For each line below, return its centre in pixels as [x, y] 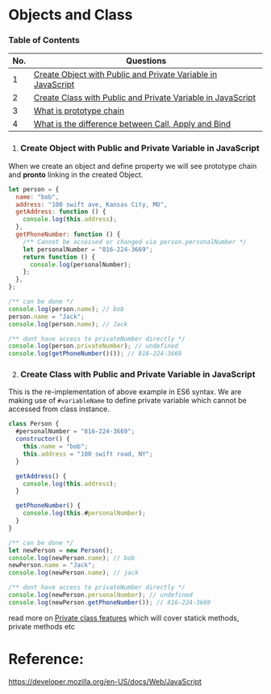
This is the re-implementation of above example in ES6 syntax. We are [125, 392]
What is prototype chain [79, 111]
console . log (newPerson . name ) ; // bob [72, 558]
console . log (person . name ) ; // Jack [68, 324]
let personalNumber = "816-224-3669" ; [88, 249]
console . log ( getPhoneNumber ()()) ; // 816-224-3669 [95, 354]
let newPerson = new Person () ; [61, 550]
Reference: [46, 659]
